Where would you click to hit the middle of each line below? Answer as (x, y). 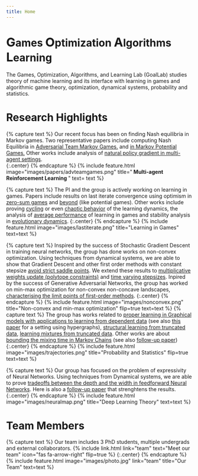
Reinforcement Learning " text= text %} (55, 178)
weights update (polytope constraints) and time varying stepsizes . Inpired (96, 277)
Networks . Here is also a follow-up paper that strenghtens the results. (91, 389)
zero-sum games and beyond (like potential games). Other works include (95, 202)
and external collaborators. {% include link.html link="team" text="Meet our (98, 448)
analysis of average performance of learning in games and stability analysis (98, 215)
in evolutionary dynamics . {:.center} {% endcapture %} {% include (87, 221)
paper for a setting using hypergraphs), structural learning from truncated (96, 327)
